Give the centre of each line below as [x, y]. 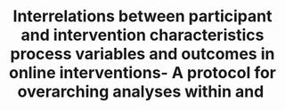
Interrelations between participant [142, 16]
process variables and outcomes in [142, 54]
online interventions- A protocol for [142, 73]
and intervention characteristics [142, 35]
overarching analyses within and [141, 92]
